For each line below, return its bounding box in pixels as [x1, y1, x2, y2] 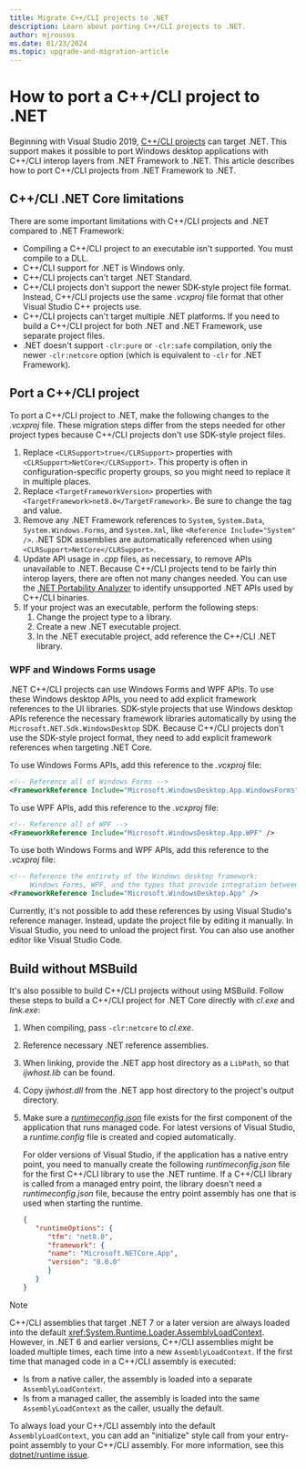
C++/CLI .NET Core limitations [9, 191, 185, 207]
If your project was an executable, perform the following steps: [22, 601, 259, 612]
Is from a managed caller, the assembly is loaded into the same [22, 1392, 260, 1403]
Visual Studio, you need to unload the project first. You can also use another [9, 925, 295, 936]
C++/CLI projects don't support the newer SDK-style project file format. [22, 282, 291, 293]
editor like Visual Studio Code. [9, 935, 123, 946]
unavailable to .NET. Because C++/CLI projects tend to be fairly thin [22, 562, 278, 574]
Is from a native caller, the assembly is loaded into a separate [22, 1373, 253, 1384]
